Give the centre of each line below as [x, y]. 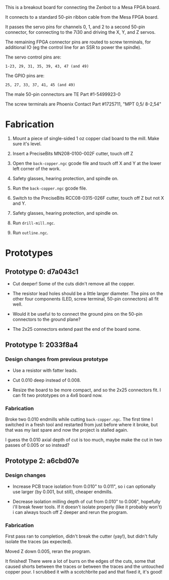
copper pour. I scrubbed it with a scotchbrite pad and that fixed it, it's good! [84, 571]
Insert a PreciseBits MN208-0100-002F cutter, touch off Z [73, 153]
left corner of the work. [37, 168]
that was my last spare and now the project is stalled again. [67, 430]
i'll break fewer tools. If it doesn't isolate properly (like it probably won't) [87, 507]
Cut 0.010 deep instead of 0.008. [47, 380]
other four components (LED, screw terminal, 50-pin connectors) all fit [86, 299]
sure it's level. [27, 144]
